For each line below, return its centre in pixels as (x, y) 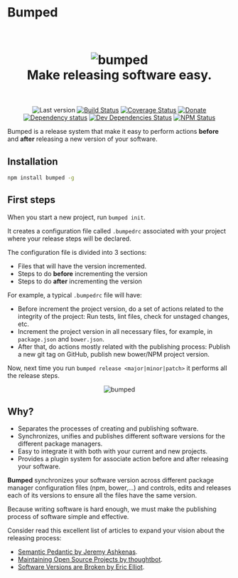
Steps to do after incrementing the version (80, 281)
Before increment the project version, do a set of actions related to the (120, 309)
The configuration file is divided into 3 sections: (77, 252)
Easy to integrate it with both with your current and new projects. (113, 451)
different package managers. (60, 444)
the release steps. (34, 375)
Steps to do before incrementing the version (82, 273)
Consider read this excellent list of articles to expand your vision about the (116, 530)
